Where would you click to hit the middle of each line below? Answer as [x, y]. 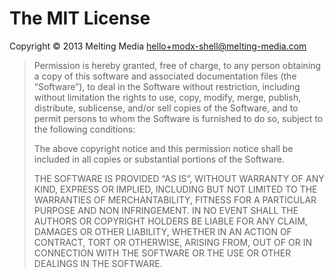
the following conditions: [84, 129]
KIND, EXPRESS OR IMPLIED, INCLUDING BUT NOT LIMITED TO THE [175, 189]
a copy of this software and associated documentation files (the [165, 76]
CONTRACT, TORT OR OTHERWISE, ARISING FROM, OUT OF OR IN [172, 242]
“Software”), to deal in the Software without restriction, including [167, 86]
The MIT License [80, 18]
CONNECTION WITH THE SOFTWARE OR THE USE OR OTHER [162, 253]
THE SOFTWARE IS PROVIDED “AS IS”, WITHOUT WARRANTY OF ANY [179, 178]
